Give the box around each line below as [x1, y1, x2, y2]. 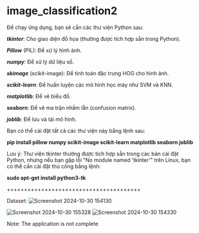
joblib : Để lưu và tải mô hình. [7, 116, 77, 123]
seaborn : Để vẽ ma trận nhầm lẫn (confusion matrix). [7, 104, 137, 111]
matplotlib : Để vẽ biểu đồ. [7, 92, 71, 100]
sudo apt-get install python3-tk [7, 174, 86, 181]
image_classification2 [7, 4, 118, 18]
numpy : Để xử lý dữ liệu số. [7, 58, 75, 65]
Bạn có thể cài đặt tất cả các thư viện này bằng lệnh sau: [7, 127, 146, 134]
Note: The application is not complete [7, 220, 98, 227]
